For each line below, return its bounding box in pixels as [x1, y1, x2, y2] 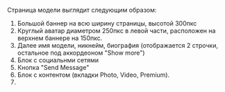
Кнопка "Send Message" [17, 64, 90, 71]
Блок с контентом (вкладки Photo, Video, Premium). [17, 71, 170, 79]
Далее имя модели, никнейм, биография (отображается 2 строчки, [17, 42, 219, 49]
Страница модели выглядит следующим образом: [7, 6, 157, 14]
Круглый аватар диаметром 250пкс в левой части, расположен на [17, 27, 216, 35]
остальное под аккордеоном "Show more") [17, 48, 145, 57]
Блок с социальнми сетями [17, 56, 99, 64]
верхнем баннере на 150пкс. [17, 34, 103, 42]
